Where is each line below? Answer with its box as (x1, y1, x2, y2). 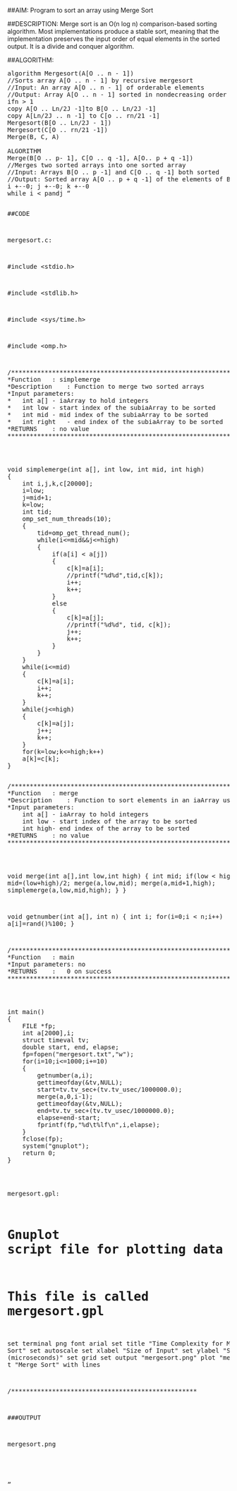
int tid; (22, 508, 53, 516)
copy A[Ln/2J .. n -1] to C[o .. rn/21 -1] (7, 112, 160, 119)
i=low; (22, 487, 45, 495)
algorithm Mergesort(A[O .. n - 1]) (7, 70, 134, 77)
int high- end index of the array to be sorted (22, 825, 190, 832)
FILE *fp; (22, 1022, 56, 1030)
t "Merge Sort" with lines (7, 1360, 101, 1368)
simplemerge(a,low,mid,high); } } (7, 886, 127, 894)
